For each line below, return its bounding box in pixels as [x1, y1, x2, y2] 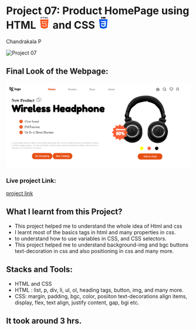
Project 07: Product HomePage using [6, 4, 190, 18]
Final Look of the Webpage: [6, 66, 109, 76]
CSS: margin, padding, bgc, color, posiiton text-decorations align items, [14, 292, 188, 299]
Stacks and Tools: [6, 265, 73, 275]
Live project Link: [6, 176, 56, 185]
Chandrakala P [6, 38, 42, 45]
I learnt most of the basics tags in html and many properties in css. [14, 228, 176, 236]
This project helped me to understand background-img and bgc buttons [14, 241, 189, 248]
